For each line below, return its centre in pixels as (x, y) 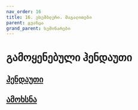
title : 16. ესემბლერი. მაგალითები (49, 17)
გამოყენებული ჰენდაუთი (69, 58)
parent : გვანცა (25, 23)
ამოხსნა (22, 100)
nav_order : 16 (24, 12)
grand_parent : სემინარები (38, 28)
